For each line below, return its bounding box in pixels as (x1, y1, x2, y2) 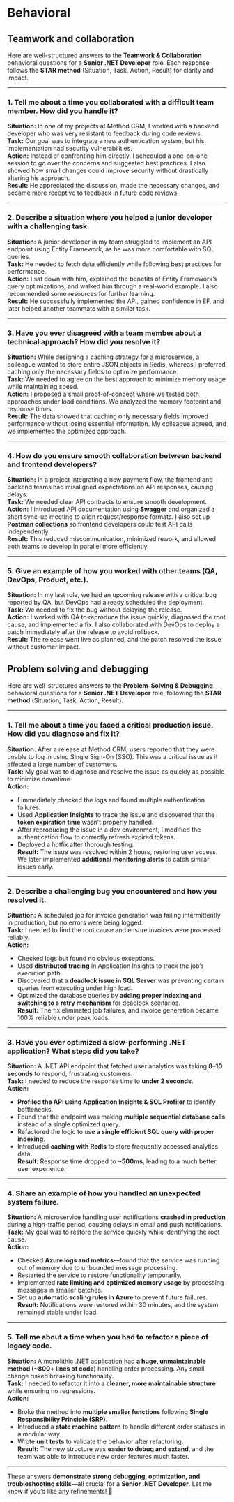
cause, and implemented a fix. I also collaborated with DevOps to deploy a (7, 620, 221, 629)
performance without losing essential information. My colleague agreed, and (7, 419, 227, 427)
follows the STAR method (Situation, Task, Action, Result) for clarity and (7, 66, 214, 74)
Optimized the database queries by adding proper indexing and (17, 991, 202, 999)
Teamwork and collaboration (7, 33, 134, 45)
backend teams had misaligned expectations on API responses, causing (7, 483, 214, 492)
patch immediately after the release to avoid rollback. (7, 628, 160, 636)
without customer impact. (7, 642, 81, 651)
